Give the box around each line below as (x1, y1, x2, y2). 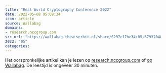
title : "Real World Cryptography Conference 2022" (5, 7, 112, 12)
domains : (5, 25, 23, 30)
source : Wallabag (5, 21, 41, 26)
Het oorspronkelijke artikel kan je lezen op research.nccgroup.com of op (5, 57, 152, 63)
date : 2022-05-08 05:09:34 (5, 12, 61, 17)
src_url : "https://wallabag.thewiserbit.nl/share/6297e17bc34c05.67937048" (5, 35, 165, 40)
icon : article (5, 16, 35, 21)
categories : (5, 44, 30, 49)
